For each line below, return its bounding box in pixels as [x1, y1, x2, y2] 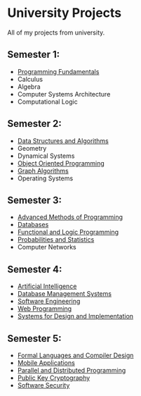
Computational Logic [17, 97, 79, 106]
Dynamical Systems [17, 151, 75, 160]
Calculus [17, 75, 43, 83]
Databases [17, 221, 49, 229]
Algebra [17, 82, 41, 91]
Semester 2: [7, 118, 62, 130]
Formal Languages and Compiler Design [17, 351, 134, 359]
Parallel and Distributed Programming [17, 366, 126, 374]
